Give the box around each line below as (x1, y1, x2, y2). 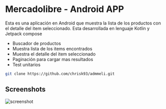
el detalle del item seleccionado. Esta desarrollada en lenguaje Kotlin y (5, 25, 150, 31)
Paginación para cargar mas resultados (12, 56, 93, 62)
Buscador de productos (12, 40, 61, 46)
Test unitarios (12, 61, 41, 67)
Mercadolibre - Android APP (5, 3, 124, 15)
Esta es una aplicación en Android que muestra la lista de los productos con (5, 20, 161, 26)
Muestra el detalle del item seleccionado (12, 51, 96, 57)
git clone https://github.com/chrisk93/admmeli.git (5, 71, 115, 76)
